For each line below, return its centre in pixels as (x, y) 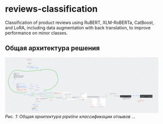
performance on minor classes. (36, 33)
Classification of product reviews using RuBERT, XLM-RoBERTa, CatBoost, (80, 22)
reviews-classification (51, 9)
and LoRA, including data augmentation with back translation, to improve (78, 27)
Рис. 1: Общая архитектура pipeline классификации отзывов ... (70, 116)
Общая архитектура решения (52, 48)
